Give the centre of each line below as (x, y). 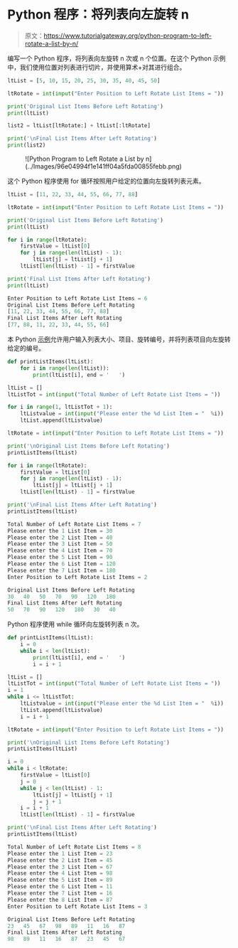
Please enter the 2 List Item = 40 (60, 538)
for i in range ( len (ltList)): (65, 368)
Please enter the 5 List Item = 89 (60, 880)
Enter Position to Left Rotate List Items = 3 (77, 906)
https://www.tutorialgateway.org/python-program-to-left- (128, 36)
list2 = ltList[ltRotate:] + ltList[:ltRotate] (79, 126)
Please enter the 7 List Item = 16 (60, 893)
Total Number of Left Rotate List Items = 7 (74, 524)
